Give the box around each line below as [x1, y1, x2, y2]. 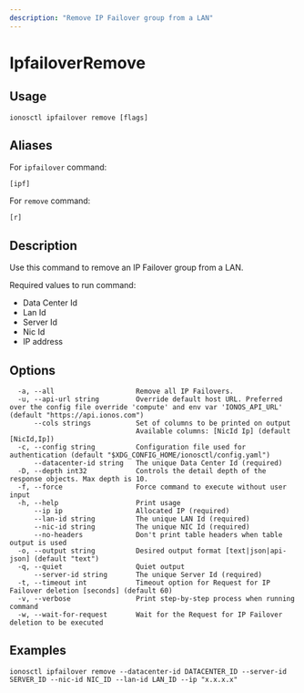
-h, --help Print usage [17, 499, 181, 508]
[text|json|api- [225, 546, 287, 556]
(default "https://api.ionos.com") [9, 411, 145, 420]
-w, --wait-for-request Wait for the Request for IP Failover [17, 610, 283, 620]
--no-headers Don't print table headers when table [33, 531, 283, 540]
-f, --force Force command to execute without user [17, 482, 287, 492]
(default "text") [33, 554, 100, 564]
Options [9, 362, 56, 378]
